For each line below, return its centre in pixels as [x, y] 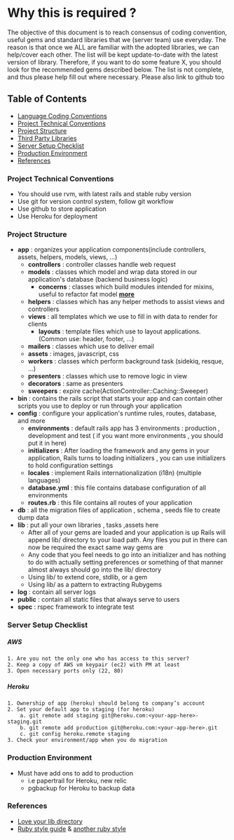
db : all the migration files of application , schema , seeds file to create [119, 510]
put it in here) [47, 443]
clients [37, 324]
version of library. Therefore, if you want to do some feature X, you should [114, 62]
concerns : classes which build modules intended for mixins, [126, 287]
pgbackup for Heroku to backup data [81, 788]
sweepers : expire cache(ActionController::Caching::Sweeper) [118, 391]
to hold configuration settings [70, 466]
